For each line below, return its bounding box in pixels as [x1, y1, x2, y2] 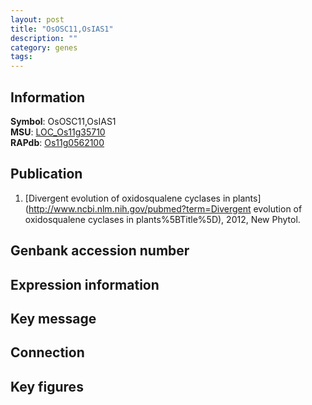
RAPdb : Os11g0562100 [10, 136, 105, 148]
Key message [10, 310, 97, 327]
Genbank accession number [10, 242, 190, 260]
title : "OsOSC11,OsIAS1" [10, 24, 114, 34]
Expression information [10, 276, 160, 293]
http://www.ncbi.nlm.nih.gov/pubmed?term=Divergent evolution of [28, 202, 303, 215]
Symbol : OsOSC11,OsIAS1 [10, 115, 117, 127]
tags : [10, 52, 33, 62]
